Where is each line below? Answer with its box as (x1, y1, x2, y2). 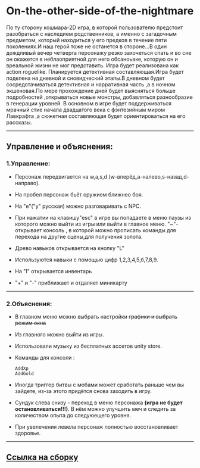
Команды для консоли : (14, 354, 75, 361)
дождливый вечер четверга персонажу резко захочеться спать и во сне (6, 49, 192, 56)
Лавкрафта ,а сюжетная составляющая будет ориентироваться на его (6, 112, 186, 120)
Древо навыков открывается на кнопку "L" (14, 244, 125, 251)
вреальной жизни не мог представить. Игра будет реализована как (6, 61, 179, 69)
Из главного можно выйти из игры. (14, 330, 104, 338)
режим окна (14, 319, 46, 326)
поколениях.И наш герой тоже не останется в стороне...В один (6, 43, 167, 50)
